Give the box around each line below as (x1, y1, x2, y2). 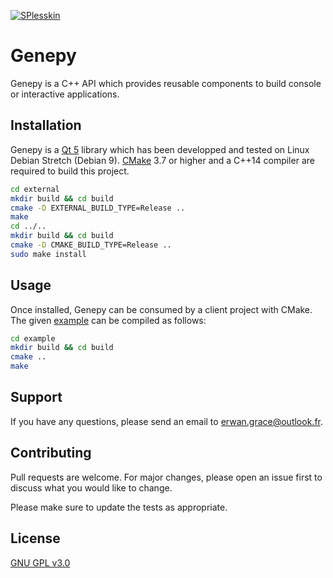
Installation (10, 117, 82, 134)
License (10, 530, 61, 547)
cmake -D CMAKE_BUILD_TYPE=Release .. (10, 240, 172, 250)
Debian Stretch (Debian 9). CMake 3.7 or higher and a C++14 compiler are (10, 154, 315, 166)
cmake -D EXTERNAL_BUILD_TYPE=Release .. (10, 203, 186, 213)
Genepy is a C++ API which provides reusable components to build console (10, 77, 322, 89)
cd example (10, 333, 56, 344)
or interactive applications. (10, 88, 120, 100)
